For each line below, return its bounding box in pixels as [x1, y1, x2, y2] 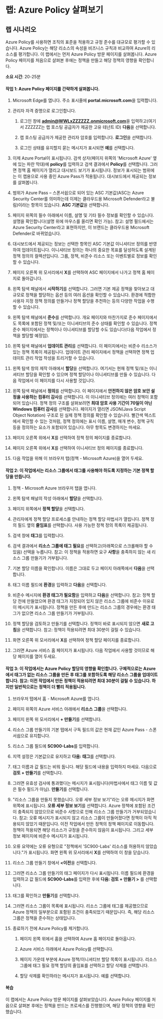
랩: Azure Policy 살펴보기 [5, 4, 104, 16]
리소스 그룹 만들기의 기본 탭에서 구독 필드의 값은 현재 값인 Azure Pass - [12, 726, 148, 732]
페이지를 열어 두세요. [17, 653, 57, 659]
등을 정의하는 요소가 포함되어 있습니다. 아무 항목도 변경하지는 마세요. [12, 424, 142, 430]
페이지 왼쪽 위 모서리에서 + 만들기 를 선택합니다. [12, 716, 102, 722]
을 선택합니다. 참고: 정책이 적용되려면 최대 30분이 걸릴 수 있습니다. [16, 627, 142, 632]
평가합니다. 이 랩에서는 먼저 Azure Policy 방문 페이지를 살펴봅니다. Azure [18, 52, 157, 57]
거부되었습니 [132, 808, 156, 814]
